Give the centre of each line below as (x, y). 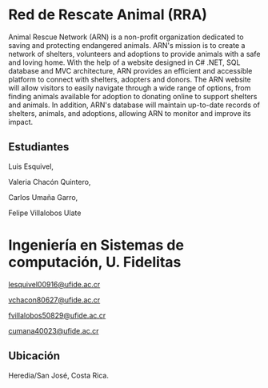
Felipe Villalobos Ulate (45, 213)
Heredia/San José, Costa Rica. (59, 375)
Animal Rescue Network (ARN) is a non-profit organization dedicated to (126, 37)
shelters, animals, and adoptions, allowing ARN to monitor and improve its (130, 113)
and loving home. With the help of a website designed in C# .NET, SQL (124, 62)
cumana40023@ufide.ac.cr (54, 330)
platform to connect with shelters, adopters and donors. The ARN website (130, 79)
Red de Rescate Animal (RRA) (108, 15)
